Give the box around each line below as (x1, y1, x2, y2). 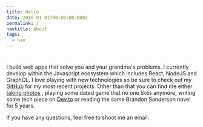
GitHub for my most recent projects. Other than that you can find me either (6, 83, 193, 90)
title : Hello (6, 9, 39, 15)
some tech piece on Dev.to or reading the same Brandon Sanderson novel (6, 95, 191, 103)
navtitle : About (6, 26, 47, 32)
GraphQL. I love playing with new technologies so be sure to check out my (6, 77, 192, 84)
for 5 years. (6, 102, 35, 109)
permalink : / (6, 20, 39, 26)
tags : (6, 32, 20, 38)
